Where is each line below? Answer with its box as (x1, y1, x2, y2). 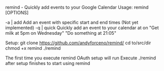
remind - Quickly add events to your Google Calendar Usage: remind (5, 5, 149, 10)
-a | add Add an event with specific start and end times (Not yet (5, 20, 139, 25)
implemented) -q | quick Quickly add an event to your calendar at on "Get (5, 25, 159, 31)
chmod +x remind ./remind (5, 45, 61, 51)
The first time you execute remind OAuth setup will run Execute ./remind (5, 55, 156, 61)
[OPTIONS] (5, 10, 29, 16)
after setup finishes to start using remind (5, 60, 90, 66)
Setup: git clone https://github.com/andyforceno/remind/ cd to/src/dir (5, 40, 151, 46)
